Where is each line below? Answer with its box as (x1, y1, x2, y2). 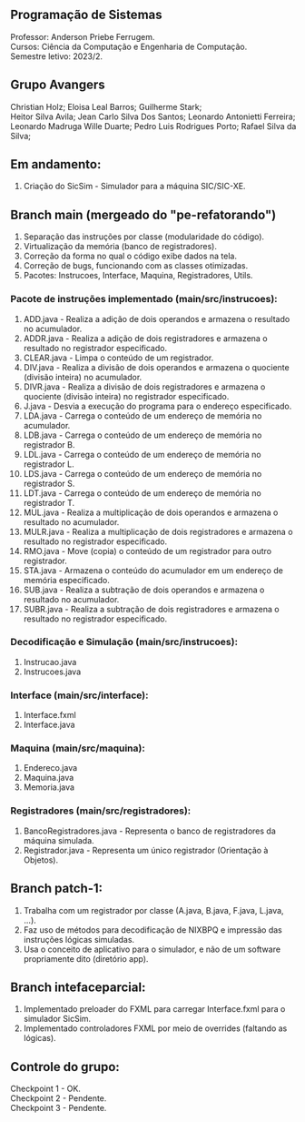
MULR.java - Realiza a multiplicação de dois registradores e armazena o (23, 526, 293, 537)
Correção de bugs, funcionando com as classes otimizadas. (23, 260, 249, 271)
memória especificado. (23, 574, 110, 585)
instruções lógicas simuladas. (23, 934, 135, 945)
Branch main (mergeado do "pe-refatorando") (10, 207, 277, 222)
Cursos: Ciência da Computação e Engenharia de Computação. (10, 41, 248, 52)
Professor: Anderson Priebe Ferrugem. (10, 31, 155, 42)
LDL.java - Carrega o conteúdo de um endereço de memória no (23, 449, 261, 460)
